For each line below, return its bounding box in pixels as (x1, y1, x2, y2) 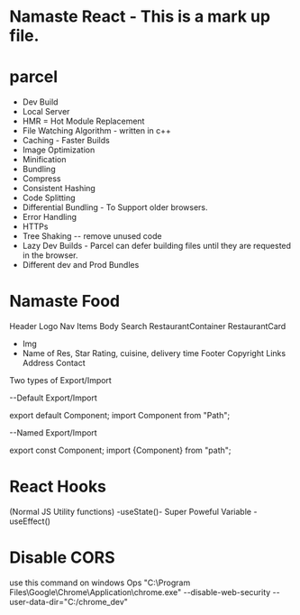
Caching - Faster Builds (22, 135, 110, 146)
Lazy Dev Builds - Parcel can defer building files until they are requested (22, 241, 291, 252)
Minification (22, 154, 67, 165)
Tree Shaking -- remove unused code (22, 231, 162, 242)
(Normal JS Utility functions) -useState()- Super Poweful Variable (9, 507, 252, 517)
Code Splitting (22, 192, 76, 204)
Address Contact (22, 358, 86, 369)
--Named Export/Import (9, 427, 97, 438)
